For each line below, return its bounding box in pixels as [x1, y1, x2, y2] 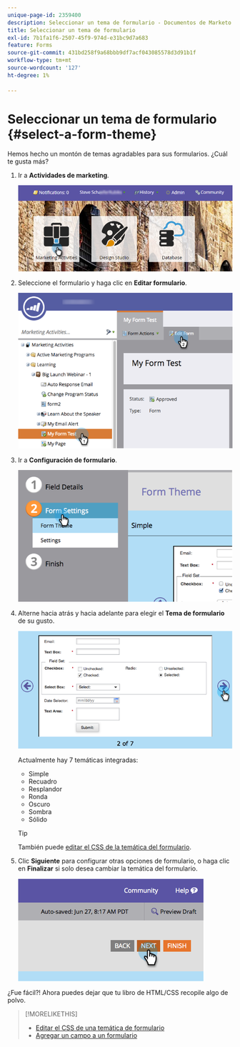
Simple [28, 770, 49, 778]
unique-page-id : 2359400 [7, 11, 81, 19]
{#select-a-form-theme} [7, 126, 157, 142]
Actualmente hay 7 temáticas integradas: [17, 756, 139, 764]
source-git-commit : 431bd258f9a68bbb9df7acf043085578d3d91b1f [7, 49, 196, 56]
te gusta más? [7, 157, 49, 166]
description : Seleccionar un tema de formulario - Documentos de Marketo [7, 19, 232, 26]
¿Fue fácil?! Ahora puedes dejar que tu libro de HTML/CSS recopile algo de [7, 988, 229, 997]
